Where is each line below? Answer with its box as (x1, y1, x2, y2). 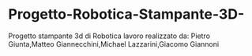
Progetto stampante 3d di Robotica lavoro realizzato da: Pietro (8, 31, 211, 40)
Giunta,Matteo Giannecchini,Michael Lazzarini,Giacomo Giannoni (8, 39, 220, 48)
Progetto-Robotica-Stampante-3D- (8, 5, 245, 23)
